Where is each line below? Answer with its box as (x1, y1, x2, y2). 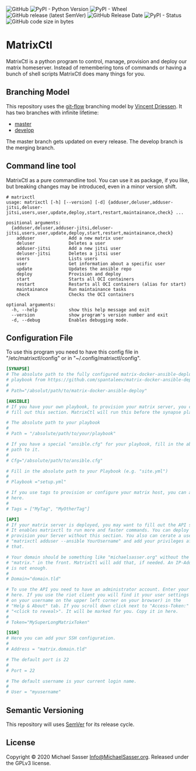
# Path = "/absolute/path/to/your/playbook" (6, 431, 116, 437)
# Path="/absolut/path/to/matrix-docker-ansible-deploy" (6, 388, 148, 393)
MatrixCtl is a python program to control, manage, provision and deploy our (6, 57, 187, 64)
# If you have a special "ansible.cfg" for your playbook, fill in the (6, 441, 184, 447)
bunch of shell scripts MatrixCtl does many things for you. (6, 70, 146, 77)
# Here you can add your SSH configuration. (6, 635, 116, 641)
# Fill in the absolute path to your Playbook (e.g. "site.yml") (6, 468, 168, 474)
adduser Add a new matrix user (16, 235, 124, 241)
